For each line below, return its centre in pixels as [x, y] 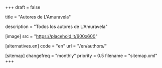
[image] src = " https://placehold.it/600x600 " [51, 36]
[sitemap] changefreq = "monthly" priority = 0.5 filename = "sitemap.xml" [81, 55]
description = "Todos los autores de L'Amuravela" [56, 26]
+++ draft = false [23, 7]
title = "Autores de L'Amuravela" [38, 17]
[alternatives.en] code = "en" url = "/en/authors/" [56, 46]
